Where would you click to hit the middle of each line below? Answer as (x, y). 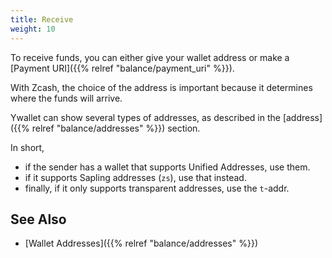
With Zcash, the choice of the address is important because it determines (161, 87)
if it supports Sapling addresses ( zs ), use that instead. (135, 177)
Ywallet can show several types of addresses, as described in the (145, 117)
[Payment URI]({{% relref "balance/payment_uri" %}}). (122, 68)
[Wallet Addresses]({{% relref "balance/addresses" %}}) (141, 243)
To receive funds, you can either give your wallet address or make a (150, 57)
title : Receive (42, 19)
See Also (38, 219)
